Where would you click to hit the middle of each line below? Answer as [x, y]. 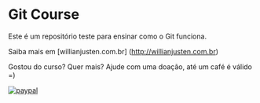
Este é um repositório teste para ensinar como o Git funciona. [107, 36]
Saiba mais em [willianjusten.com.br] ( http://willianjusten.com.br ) [113, 51]
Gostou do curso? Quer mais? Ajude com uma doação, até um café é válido [130, 66]
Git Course [44, 15]
